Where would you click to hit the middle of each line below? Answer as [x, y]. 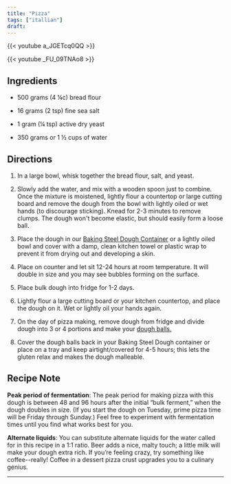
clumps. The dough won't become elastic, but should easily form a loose [120, 218]
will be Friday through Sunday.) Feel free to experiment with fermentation [111, 417]
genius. [18, 467]
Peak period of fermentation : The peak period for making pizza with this [110, 395]
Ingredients [32, 81]
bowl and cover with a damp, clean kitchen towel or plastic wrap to [112, 246]
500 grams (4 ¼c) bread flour [59, 98]
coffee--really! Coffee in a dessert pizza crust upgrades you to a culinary [111, 459]
